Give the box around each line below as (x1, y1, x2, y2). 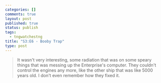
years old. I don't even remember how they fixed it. (17, 72, 120, 78)
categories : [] (5, 7, 36, 12)
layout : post (5, 16, 32, 21)
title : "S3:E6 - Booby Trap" (5, 39, 65, 44)
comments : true (5, 12, 36, 17)
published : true (5, 21, 38, 26)
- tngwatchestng (9, 35, 43, 40)
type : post (5, 43, 27, 48)
